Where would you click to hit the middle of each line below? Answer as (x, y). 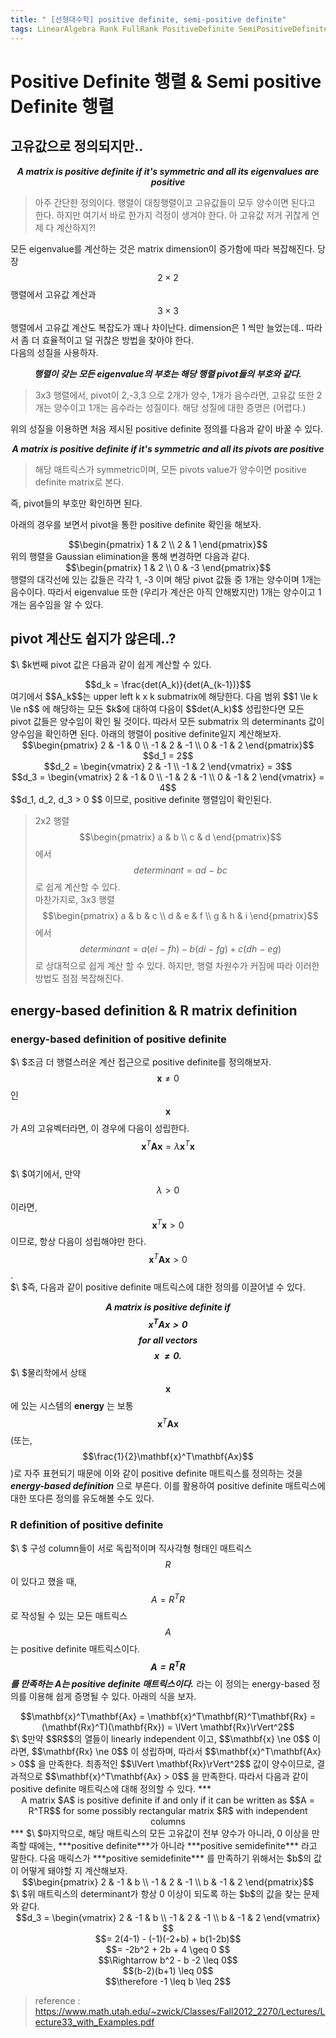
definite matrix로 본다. (79, 482)
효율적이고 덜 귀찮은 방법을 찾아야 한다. (118, 340)
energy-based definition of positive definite (118, 1039)
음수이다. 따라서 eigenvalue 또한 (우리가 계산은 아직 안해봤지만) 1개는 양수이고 (163, 592)
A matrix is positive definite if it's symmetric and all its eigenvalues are (168, 171)
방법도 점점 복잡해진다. (79, 978)
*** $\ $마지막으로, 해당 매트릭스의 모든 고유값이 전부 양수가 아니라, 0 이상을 (160, 1833)
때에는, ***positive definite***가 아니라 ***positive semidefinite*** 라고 (173, 1845)
